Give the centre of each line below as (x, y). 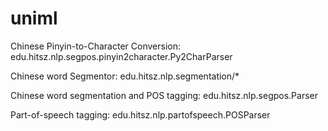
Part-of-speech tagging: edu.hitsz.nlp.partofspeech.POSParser (140, 114)
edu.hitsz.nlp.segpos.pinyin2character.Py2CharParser (121, 56)
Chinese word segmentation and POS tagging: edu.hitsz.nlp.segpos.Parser (164, 95)
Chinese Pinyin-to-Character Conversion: (95, 46)
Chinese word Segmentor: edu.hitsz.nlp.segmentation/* (125, 76)
